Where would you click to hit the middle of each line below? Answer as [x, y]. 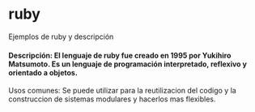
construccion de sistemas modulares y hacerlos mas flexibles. [112, 99]
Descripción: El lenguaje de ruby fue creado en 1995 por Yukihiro [120, 55]
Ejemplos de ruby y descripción [61, 37]
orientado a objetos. [43, 72]
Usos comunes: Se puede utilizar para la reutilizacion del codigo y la [122, 91]
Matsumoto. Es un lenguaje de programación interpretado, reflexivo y [127, 64]
